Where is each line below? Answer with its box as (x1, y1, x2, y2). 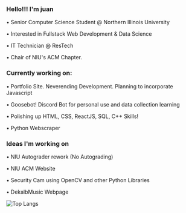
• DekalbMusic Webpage (6, 188, 69, 195)
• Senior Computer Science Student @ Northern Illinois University (6, 19, 170, 26)
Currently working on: (6, 69, 72, 77)
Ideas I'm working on (6, 139, 69, 148)
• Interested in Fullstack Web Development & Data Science (6, 30, 152, 38)
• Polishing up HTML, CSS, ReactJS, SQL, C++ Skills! (6, 113, 139, 120)
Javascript (6, 89, 33, 96)
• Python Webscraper (6, 124, 60, 131)
